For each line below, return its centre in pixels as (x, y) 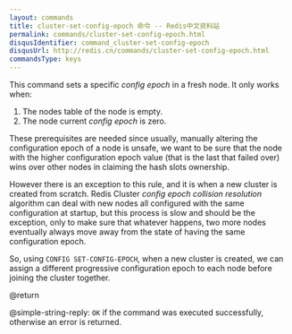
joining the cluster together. (60, 278)
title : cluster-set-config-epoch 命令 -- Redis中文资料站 (115, 26)
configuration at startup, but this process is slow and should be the (133, 213)
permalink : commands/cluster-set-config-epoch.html (107, 34)
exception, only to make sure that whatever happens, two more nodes (138, 222)
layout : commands (42, 17)
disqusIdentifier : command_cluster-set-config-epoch (109, 43)
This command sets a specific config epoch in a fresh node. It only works (144, 85)
